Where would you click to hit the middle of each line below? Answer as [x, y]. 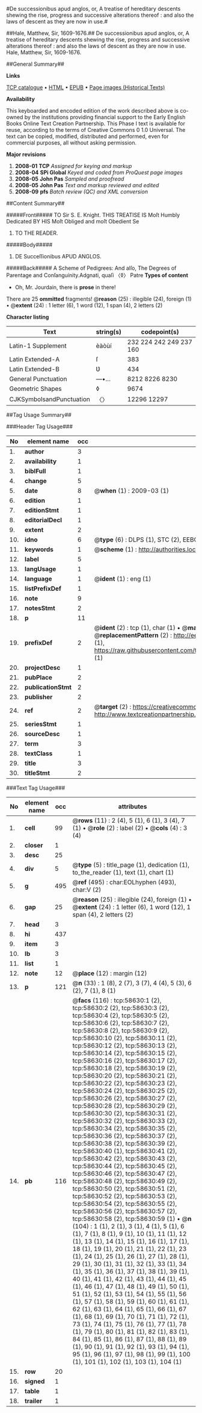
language [38, 579]
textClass [39, 753]
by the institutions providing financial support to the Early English [105, 117]
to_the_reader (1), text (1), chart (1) [123, 872]
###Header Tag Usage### [40, 426]
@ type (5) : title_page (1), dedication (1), [131, 865]
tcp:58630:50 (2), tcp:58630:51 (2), [125, 1189]
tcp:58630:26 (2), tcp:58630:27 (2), [125, 1098]
